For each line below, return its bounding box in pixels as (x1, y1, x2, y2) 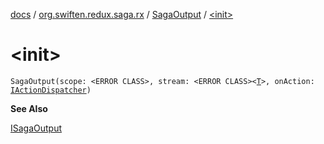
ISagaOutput (10, 122, 63, 134)
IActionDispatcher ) (10, 85, 92, 95)
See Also (10, 102, 48, 114)
